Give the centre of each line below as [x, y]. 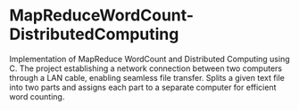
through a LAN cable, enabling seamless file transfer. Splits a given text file [147, 77]
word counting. [37, 96]
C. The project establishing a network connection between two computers [146, 68]
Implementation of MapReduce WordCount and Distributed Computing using [149, 59]
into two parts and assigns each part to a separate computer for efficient [143, 87]
